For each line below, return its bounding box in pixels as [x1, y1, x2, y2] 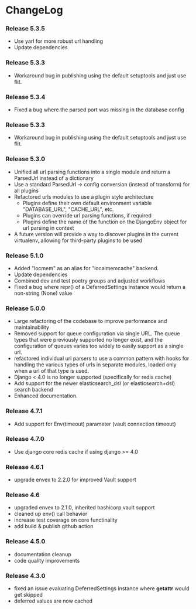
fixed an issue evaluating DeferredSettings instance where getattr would [13, 585, 190, 592]
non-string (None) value [13, 290, 73, 297]
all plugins [13, 187, 39, 194]
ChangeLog [5, 4, 63, 17]
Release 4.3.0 [5, 571, 46, 580]
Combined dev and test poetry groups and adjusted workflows [13, 277, 165, 284]
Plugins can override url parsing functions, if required [22, 212, 152, 219]
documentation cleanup [13, 550, 71, 557]
